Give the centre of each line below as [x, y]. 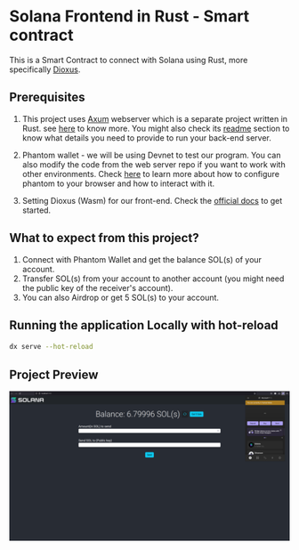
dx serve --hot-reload [51, 347]
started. [36, 210]
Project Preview [54, 374]
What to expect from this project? [104, 238]
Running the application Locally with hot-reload [144, 325]
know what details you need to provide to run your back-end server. [146, 137]
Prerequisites [47, 97]
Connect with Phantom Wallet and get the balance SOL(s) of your [142, 259]
